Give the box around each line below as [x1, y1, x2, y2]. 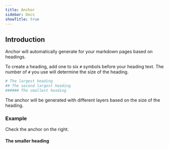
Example [5, 115, 27, 122]
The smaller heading [5, 137, 49, 143]
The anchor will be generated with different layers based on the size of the [5, 97, 160, 103]
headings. [5, 54, 26, 60]
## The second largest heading [5, 83, 71, 88]
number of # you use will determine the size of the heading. [5, 69, 129, 75]
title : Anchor [5, 7, 35, 13]
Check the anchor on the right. [5, 126, 69, 132]
